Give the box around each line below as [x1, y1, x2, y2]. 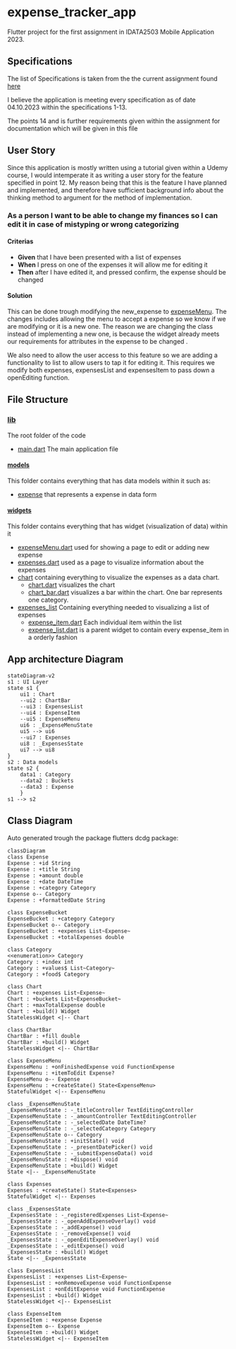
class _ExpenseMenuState [7, 1100, 80, 1108]
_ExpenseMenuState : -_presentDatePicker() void [7, 1144, 153, 1151]
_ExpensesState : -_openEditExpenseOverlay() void [7, 1236, 159, 1243]
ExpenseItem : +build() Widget [7, 1329, 99, 1336]
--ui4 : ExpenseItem [20, 709, 80, 716]
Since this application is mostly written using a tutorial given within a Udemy [7, 163, 228, 171]
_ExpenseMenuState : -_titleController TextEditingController [7, 1106, 194, 1113]
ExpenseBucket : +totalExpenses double [7, 933, 125, 940]
